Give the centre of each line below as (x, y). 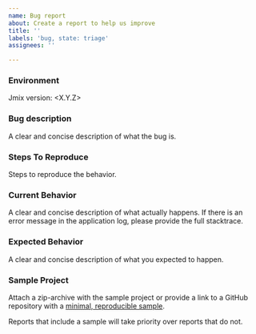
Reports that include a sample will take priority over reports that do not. (126, 321)
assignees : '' (32, 46)
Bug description (40, 119)
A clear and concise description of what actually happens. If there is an (126, 212)
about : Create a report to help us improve (82, 23)
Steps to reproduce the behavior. (63, 175)
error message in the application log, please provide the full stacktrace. (126, 221)
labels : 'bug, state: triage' (59, 38)
